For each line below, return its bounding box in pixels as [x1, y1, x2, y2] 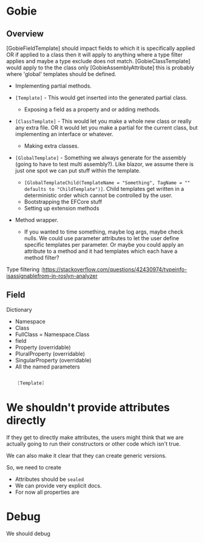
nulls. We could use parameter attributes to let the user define [24, 235, 179, 241]
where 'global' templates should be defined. [6, 71, 117, 77]
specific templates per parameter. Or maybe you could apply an [24, 241, 184, 248]
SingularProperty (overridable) [15, 356, 92, 364]
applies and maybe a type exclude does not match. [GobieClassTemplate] [6, 58, 191, 64]
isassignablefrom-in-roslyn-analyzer [6, 272, 98, 279]
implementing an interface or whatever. [15, 131, 114, 137]
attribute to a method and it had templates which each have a [24, 247, 178, 255]
